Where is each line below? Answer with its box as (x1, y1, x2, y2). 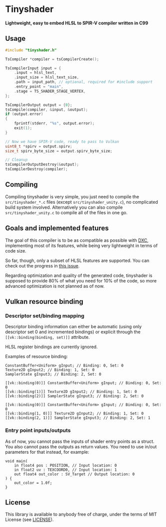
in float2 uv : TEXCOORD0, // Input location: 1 (14, 467, 117, 472)
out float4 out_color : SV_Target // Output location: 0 (14, 472, 135, 477)
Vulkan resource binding (5, 297, 84, 306)
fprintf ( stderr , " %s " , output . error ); (14, 121, 95, 126)
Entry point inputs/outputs (5, 427, 71, 434)
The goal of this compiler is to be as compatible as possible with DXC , (5, 237, 149, 243)
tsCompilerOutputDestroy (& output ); (5, 162, 79, 167)
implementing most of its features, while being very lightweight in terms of (5, 243, 158, 249)
